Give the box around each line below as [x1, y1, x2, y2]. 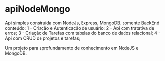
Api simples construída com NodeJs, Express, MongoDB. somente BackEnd [5, 20, 160, 26]
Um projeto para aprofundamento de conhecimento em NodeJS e [5, 45, 139, 51]
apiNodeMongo [5, 3, 70, 15]
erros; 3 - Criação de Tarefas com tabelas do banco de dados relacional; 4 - [5, 30, 161, 36]
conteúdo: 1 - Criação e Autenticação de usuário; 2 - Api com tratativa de [5, 25, 155, 30]
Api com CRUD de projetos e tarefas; [5, 35, 81, 41]
